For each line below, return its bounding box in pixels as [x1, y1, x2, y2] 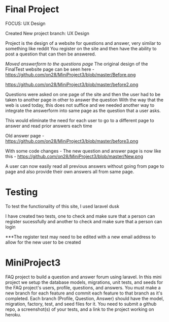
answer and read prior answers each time [5, 123, 92, 129]
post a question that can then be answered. [5, 51, 96, 57]
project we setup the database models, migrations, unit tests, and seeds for [5, 279, 163, 285]
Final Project [5, 4, 59, 15]
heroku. [5, 311, 21, 317]
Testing [5, 187, 38, 198]
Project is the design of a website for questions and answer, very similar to [5, 40, 161, 46]
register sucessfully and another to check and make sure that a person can [5, 218, 162, 224]
